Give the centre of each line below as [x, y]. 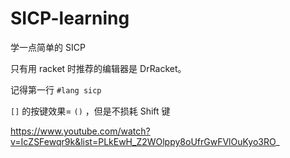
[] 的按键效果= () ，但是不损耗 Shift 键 [90, 111]
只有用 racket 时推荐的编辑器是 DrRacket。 [98, 68]
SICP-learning [70, 18]
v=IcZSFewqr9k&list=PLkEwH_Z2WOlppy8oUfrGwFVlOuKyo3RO [143, 141]
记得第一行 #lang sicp [56, 89]
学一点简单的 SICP [48, 47]
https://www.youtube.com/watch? [80, 131]
